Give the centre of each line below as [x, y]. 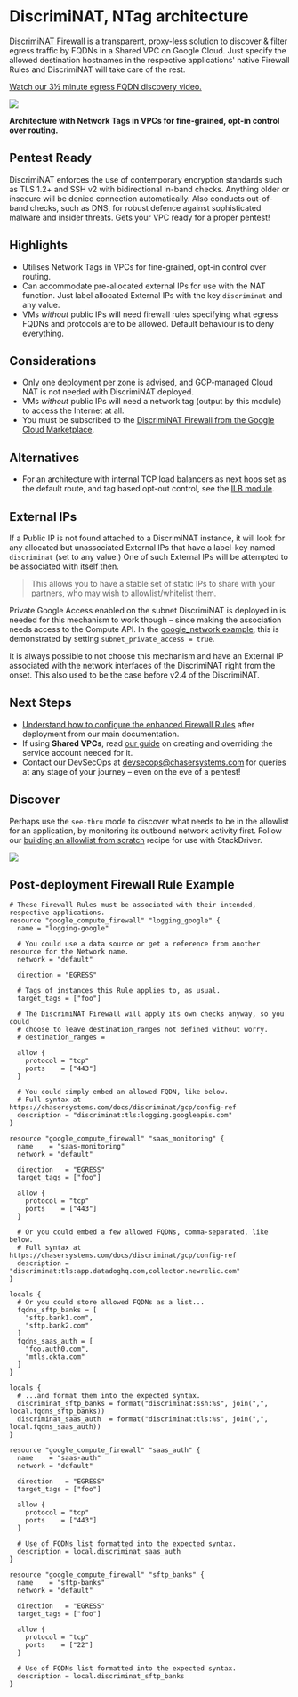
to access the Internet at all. [73, 410]
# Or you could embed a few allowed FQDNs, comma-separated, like [143, 1232]
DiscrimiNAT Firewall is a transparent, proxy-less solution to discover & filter [149, 41]
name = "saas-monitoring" [71, 1147]
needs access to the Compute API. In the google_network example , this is [144, 629]
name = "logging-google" [63, 929]
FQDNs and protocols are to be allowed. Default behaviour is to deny [148, 323]
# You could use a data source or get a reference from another [139, 944]
